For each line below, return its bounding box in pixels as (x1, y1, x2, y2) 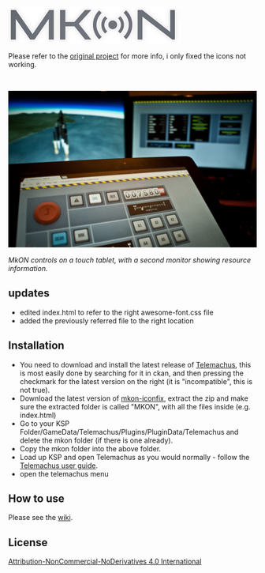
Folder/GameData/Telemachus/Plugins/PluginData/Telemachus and (19, 427, 239, 436)
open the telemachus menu (19, 469, 109, 478)
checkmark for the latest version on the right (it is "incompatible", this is (19, 376, 253, 386)
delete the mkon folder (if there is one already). (19, 435, 174, 445)
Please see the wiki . (8, 513, 73, 522)
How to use (8, 492, 65, 505)
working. (8, 60, 37, 69)
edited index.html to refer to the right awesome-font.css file (19, 307, 215, 317)
